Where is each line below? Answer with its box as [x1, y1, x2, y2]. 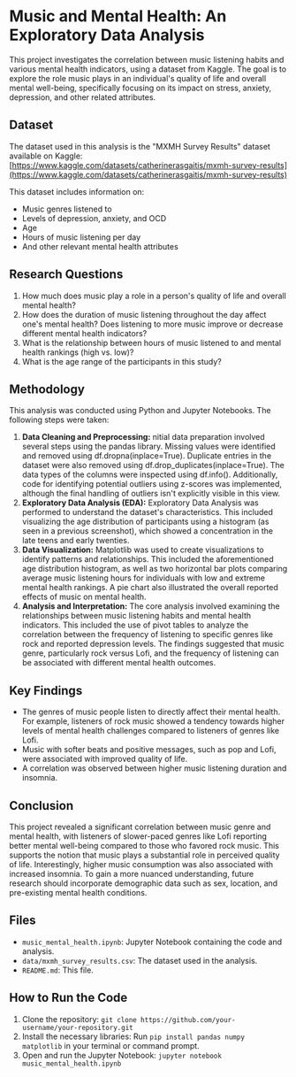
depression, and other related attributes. [9, 91, 156, 103]
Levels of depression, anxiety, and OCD [21, 212, 166, 223]
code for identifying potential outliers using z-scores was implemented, [21, 479, 283, 489]
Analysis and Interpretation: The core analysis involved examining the [21, 601, 280, 612]
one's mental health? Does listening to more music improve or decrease [21, 319, 284, 329]
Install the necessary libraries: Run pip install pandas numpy [21, 1031, 246, 1042]
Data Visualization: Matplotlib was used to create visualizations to [21, 544, 264, 555]
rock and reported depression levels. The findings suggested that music [21, 639, 285, 650]
